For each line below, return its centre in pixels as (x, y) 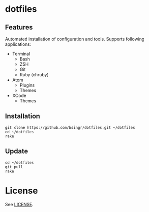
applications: (18, 44)
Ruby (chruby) (34, 75)
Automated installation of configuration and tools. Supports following (75, 39)
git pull (14, 167)
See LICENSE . (19, 204)
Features (19, 27)
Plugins (27, 85)
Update (17, 151)
